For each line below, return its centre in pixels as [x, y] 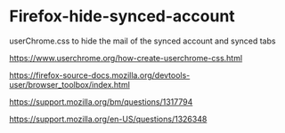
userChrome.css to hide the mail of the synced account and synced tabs [142, 41]
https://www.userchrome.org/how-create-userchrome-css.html [126, 58]
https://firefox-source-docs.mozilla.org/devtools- [100, 75]
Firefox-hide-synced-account [122, 16]
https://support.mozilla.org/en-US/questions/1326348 [108, 119]
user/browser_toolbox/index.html [70, 84]
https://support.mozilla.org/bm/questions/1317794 [101, 102]
